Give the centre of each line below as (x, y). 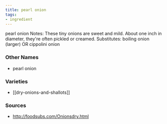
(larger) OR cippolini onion (33, 44)
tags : (11, 15)
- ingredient (19, 19)
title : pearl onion (26, 10)
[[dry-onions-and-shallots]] (41, 92)
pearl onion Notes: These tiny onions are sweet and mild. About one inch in (83, 34)
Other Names (22, 57)
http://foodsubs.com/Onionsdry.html (51, 116)
